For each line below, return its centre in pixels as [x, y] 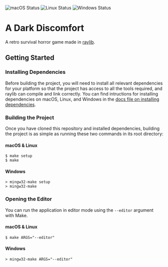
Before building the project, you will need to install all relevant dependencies [84, 83]
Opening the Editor [29, 199]
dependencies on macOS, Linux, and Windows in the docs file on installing [82, 99]
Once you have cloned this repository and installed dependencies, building [82, 128]
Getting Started [30, 58]
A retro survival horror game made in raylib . [50, 42]
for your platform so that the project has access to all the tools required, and [84, 88]
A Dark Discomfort [45, 28]
